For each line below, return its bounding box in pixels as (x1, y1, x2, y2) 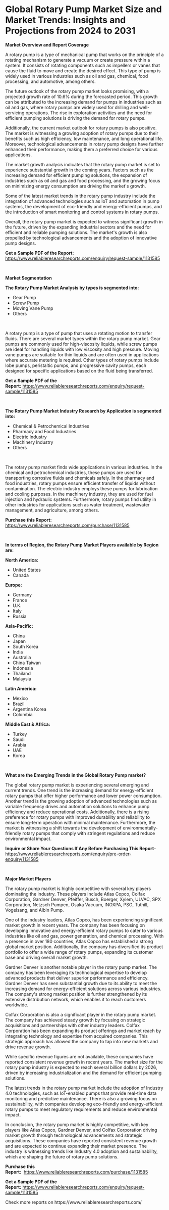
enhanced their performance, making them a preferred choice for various (5, 146, 158, 152)
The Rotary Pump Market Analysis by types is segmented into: (5, 285, 139, 291)
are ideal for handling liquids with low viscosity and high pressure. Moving (5, 346, 159, 352)
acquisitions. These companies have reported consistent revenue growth (5, 1137, 157, 1143)
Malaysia (12, 676, 31, 682)
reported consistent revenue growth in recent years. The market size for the (5, 1059, 163, 1065)
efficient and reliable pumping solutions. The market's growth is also (5, 229, 148, 236)
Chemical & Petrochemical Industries (12, 423, 90, 429)
